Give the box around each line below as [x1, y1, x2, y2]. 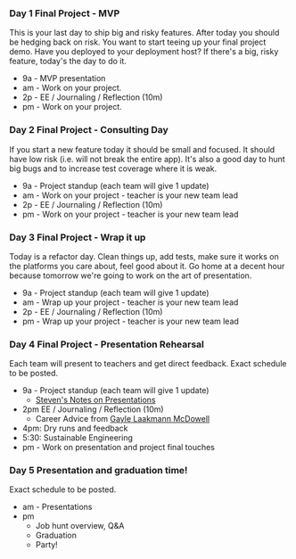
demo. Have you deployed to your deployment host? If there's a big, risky [9, 46, 279, 57]
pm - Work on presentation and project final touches [21, 442, 216, 453]
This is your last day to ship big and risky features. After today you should [9, 28, 280, 38]
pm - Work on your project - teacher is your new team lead [21, 209, 239, 219]
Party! [35, 539, 58, 550]
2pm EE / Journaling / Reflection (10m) [21, 404, 164, 415]
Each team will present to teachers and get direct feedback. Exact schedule [9, 358, 287, 369]
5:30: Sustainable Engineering [21, 432, 134, 443]
